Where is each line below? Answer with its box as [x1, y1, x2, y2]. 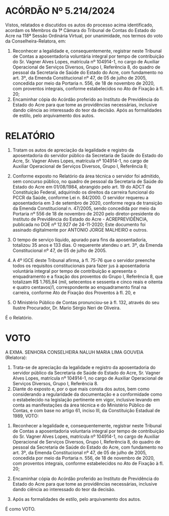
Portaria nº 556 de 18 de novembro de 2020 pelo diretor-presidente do [12, 210, 160, 216]
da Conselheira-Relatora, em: [5, 38, 67, 44]
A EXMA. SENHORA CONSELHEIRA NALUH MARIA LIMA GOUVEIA [5, 349, 144, 355]
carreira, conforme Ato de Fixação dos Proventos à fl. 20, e [12, 289, 136, 296]
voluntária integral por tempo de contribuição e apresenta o [12, 268, 137, 274]
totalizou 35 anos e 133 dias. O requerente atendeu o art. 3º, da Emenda [12, 242, 163, 248]
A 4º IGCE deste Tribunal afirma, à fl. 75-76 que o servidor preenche [12, 257, 155, 263]
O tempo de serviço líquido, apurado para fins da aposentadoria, [12, 236, 147, 243]
